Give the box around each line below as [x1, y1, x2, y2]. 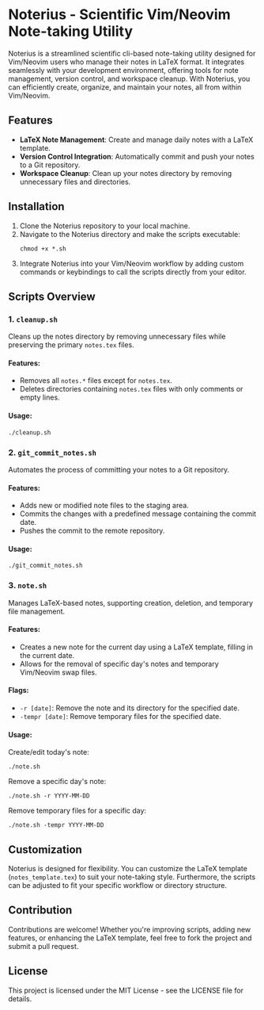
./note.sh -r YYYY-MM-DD [8, 792, 90, 800]
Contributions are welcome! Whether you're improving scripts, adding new [8, 924, 251, 934]
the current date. [19, 650, 75, 660]
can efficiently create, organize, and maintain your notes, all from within [8, 82, 242, 92]
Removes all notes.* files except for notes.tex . [19, 376, 172, 385]
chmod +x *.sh [19, 244, 66, 253]
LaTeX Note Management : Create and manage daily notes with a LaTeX [19, 135, 254, 144]
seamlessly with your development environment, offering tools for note [8, 65, 239, 75]
